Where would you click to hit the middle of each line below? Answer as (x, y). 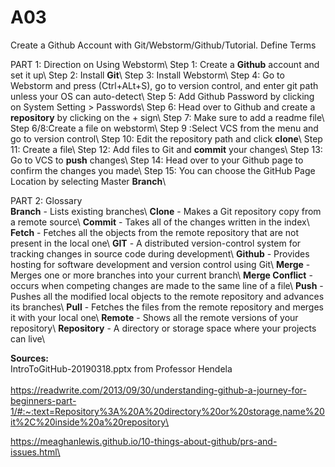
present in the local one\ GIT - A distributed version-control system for (156, 243)
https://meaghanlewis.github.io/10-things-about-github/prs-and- (144, 441)
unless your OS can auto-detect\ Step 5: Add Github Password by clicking (162, 96)
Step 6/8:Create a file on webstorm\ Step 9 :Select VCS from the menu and (164, 128)
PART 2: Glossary (46, 200)
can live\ (28, 338)
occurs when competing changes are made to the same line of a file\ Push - (167, 285)
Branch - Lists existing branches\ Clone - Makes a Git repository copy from (166, 211)
